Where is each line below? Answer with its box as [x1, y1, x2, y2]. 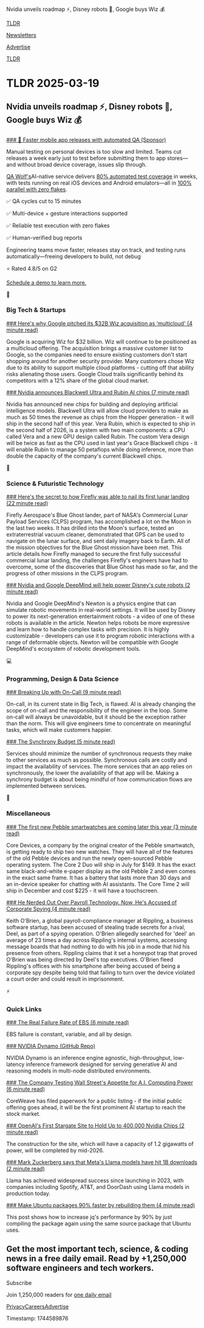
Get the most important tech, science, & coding [6, 1244, 189, 1254]
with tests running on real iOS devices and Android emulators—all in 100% [6, 179, 192, 186]
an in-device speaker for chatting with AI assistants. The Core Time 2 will [6, 880, 189, 887]
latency [6, 1060, 25, 1068]
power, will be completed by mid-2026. [6, 1146, 104, 1154]
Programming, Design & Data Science [6, 675, 120, 683]
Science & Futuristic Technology [6, 479, 104, 488]
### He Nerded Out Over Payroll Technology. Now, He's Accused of [6, 898, 177, 906]
